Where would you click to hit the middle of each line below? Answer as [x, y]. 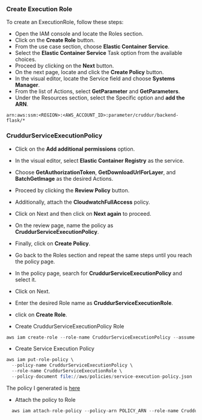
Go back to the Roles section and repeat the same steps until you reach [103, 255]
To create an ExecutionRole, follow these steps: [65, 22]
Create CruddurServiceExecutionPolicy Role [69, 326]
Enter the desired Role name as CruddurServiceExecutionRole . [94, 302]
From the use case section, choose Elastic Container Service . [92, 46]
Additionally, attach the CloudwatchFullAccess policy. [82, 202]
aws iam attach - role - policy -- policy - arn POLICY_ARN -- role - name [95, 411]
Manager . [27, 85]
